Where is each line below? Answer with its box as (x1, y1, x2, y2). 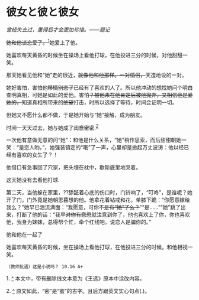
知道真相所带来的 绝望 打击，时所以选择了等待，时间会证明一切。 (21, 99, 178, 106)
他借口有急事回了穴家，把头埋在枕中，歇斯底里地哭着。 (6, 164, 141, 171)
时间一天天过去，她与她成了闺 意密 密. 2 (6, 123, 99, 131)
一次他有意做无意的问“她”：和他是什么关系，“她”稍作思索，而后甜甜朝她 (6, 136, 182, 144)
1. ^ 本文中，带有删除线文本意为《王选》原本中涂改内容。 (6, 275, 145, 282)
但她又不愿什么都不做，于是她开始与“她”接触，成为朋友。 (6, 111, 146, 118)
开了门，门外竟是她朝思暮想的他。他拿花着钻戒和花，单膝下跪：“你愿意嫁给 (6, 196, 191, 204)
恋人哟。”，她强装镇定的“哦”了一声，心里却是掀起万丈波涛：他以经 (24, 144, 184, 151)
